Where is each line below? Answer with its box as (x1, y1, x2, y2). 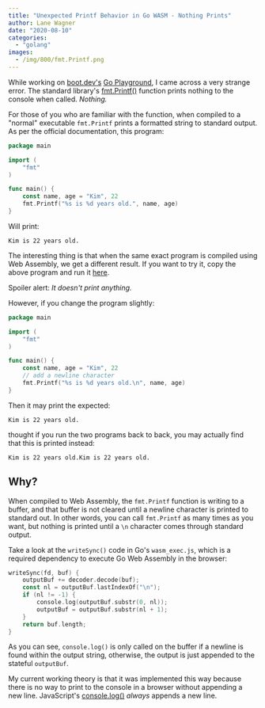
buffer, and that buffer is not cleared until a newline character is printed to (8, 504, 249, 514)
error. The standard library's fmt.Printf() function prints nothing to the (8, 86, 234, 95)
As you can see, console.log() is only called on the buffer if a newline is (8, 642, 244, 652)
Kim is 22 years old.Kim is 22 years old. (8, 453, 150, 462)
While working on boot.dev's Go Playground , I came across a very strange (8, 77, 251, 87)
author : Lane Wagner (8, 19, 77, 27)
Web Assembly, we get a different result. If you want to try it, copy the (8, 259, 237, 268)
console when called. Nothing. (8, 94, 108, 104)
